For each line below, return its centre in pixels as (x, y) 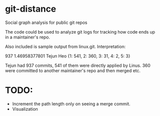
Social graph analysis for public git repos (46, 22)
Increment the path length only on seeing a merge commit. (71, 104)
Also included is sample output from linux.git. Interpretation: (65, 46)
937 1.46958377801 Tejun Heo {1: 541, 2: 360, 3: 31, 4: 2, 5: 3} (68, 56)
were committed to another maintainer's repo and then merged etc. (73, 70)
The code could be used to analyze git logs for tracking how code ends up (80, 32)
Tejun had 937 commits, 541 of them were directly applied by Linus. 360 (78, 65)
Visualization (25, 109)
